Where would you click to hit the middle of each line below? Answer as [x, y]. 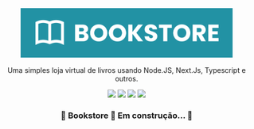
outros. [127, 79]
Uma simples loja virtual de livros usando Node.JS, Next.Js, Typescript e [127, 70]
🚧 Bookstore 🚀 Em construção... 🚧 [127, 116]
